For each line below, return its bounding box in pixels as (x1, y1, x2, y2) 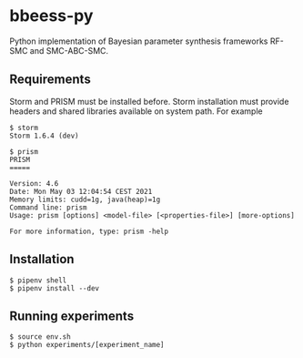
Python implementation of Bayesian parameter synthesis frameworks (9, 36, 268, 46)
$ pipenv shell (9, 275, 67, 285)
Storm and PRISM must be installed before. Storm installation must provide (9, 96, 289, 107)
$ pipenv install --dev (9, 283, 100, 292)
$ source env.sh (9, 332, 71, 342)
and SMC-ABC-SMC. (29, 45, 109, 56)
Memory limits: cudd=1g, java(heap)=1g (9, 195, 161, 204)
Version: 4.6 (9, 179, 59, 188)
